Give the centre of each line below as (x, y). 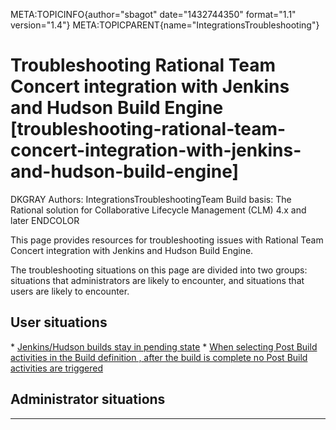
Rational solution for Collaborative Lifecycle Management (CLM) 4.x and (158, 210)
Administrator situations (88, 399)
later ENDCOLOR (45, 220)
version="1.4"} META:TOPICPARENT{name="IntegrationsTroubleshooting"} (165, 25)
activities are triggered (57, 368)
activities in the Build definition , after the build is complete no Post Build (159, 357)
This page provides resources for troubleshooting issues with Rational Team (167, 240)
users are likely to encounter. (70, 291)
